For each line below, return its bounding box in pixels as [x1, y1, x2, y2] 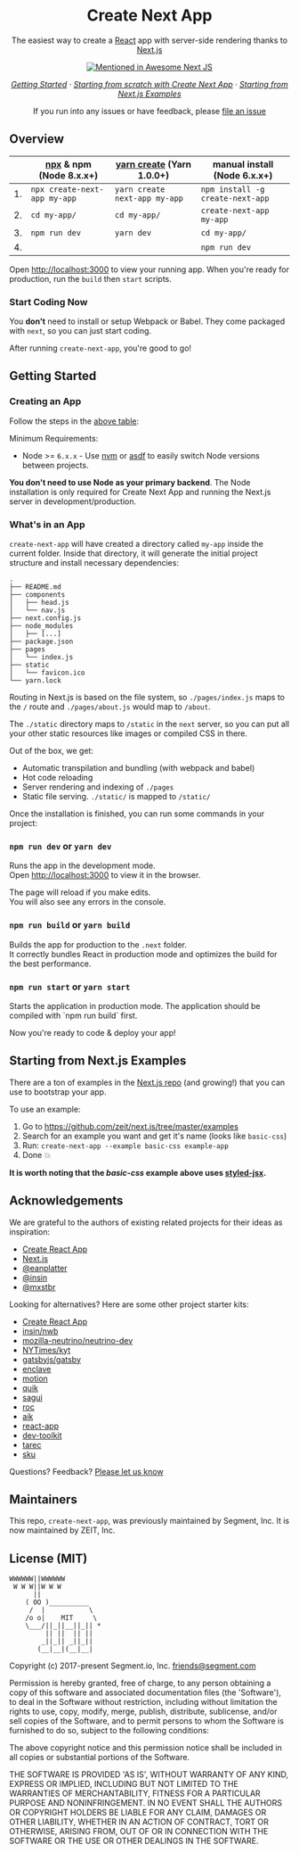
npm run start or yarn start [9, 980, 131, 993]
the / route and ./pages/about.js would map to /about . [9, 701, 211, 712]
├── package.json [9, 637, 74, 647]
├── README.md [9, 583, 62, 591]
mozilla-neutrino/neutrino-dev [21, 1335, 133, 1345]
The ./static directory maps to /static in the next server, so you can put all [9, 719, 290, 730]
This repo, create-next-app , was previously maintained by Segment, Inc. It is [9, 1516, 290, 1526]
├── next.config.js [9, 614, 82, 623]
